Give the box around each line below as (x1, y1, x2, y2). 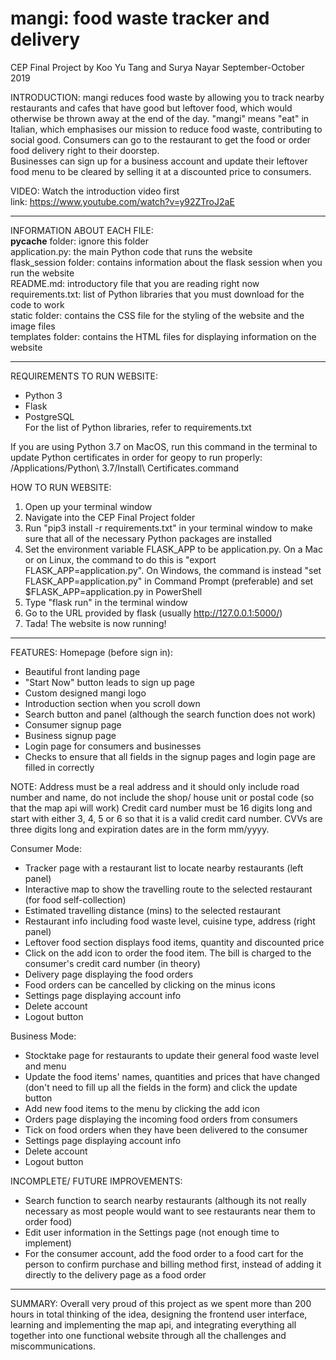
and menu (24, 1060, 67, 1072)
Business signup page (24, 729, 117, 741)
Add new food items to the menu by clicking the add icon (24, 1102, 261, 1114)
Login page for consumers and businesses (24, 740, 202, 752)
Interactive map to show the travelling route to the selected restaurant (24, 883, 313, 895)
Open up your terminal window (24, 500, 153, 512)
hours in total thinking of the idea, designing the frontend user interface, (10, 1308, 308, 1320)
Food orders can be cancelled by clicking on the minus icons (24, 978, 276, 991)
